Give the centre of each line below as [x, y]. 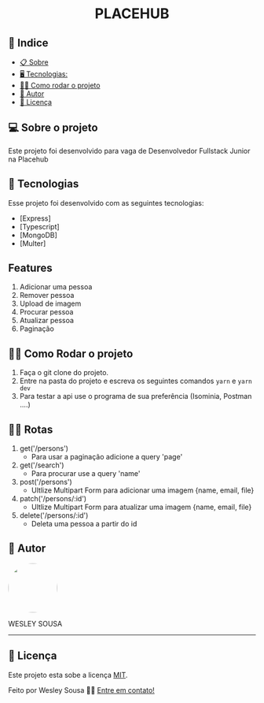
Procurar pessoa [46, 312]
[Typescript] [40, 226]
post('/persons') [46, 482]
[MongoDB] [38, 235]
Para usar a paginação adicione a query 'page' [107, 457]
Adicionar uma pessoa [56, 287]
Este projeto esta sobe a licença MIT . [68, 675]
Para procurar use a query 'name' [86, 474]
